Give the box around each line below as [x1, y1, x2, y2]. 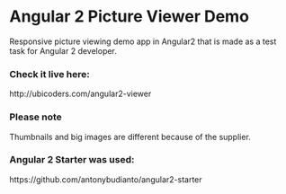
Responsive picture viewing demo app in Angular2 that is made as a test [9, 36, 277, 47]
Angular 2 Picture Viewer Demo [9, 6, 250, 27]
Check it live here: [9, 67, 90, 80]
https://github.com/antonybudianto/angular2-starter [9, 173, 202, 185]
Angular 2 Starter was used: [9, 154, 135, 166]
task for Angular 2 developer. [9, 45, 117, 56]
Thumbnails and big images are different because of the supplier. [9, 131, 252, 142]
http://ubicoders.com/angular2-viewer [9, 88, 152, 100]
